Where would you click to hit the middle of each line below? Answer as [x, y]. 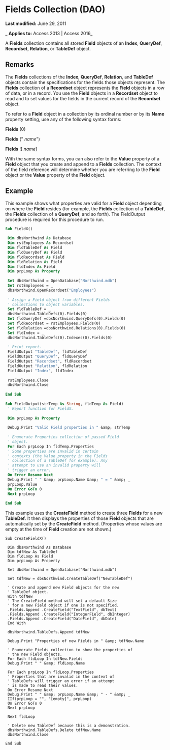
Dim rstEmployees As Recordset [40, 243]
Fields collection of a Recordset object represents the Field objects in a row [85, 88]
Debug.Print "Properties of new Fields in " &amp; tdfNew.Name [76, 641]
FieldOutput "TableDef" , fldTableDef [47, 352]
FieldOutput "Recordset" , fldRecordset [50, 362]
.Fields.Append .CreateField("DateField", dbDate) [62, 619]
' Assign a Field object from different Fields [59, 300]
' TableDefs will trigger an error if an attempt [61, 681]
